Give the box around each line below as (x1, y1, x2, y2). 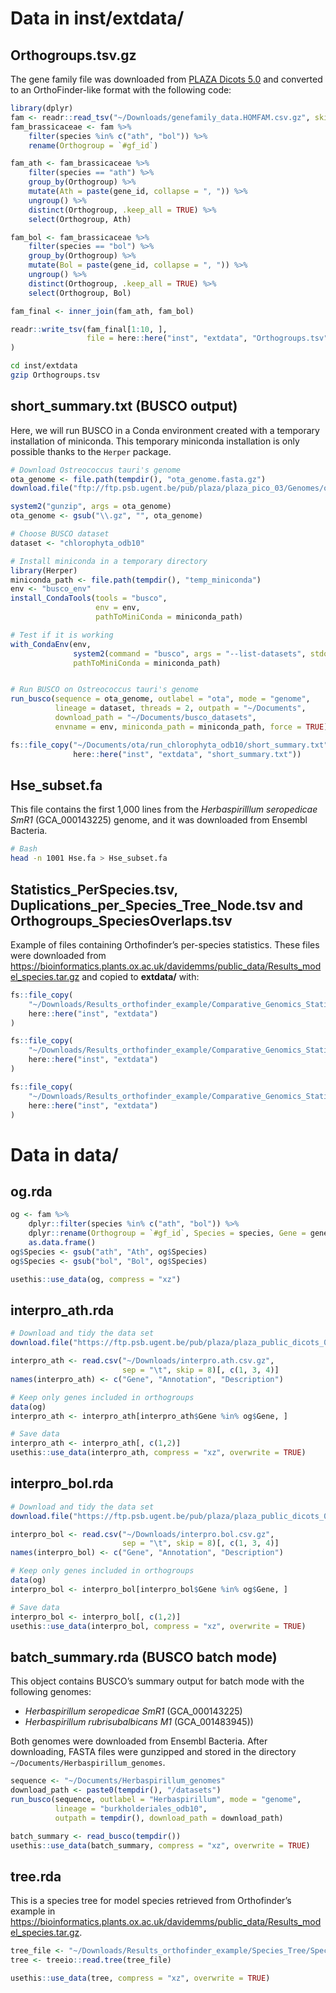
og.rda (10, 1183, 53, 1201)
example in (10, 1905, 56, 1917)
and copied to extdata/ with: (81, 970, 200, 982)
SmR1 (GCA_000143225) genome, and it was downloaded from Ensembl (10, 814, 308, 826)
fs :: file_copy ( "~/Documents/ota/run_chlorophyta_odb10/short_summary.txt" (10, 740, 329, 750)
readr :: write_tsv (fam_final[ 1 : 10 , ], (10, 324, 168, 334)
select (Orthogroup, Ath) (28, 214, 132, 224)
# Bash (10, 844, 38, 854)
